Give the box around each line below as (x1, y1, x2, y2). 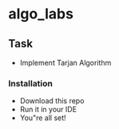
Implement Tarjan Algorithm (19, 58, 112, 67)
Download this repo (19, 96, 85, 106)
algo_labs (8, 5, 74, 23)
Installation (8, 78, 54, 89)
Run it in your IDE (19, 105, 77, 115)
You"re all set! (19, 113, 66, 123)
